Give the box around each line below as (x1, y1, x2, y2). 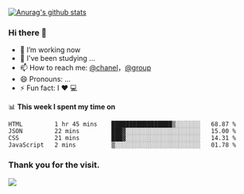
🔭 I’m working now (19, 45, 81, 55)
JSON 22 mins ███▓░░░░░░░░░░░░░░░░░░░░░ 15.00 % (8, 127, 237, 135)
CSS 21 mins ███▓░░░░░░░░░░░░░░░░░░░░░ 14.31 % (8, 135, 237, 143)
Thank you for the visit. (8, 159, 100, 170)
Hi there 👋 (8, 27, 48, 38)
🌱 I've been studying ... (19, 54, 95, 63)
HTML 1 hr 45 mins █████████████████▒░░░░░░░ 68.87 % (8, 120, 237, 128)
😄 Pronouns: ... (19, 74, 72, 84)
